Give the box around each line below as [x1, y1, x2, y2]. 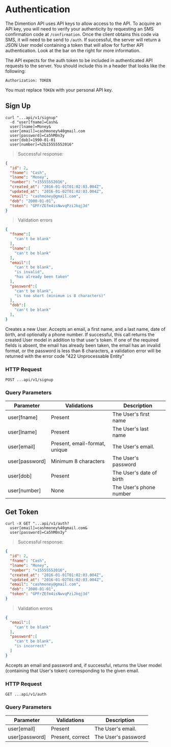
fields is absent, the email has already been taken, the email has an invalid [5, 342, 161, 348]
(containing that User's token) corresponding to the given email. [5, 668, 139, 674]
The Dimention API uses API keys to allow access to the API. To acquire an [5, 20, 161, 26]
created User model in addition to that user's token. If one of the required [5, 337, 159, 343]
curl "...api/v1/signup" [5, 115, 58, 120]
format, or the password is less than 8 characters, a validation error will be [5, 348, 161, 354]
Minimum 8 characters [50, 458, 105, 465]
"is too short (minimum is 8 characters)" [14, 293, 106, 298]
